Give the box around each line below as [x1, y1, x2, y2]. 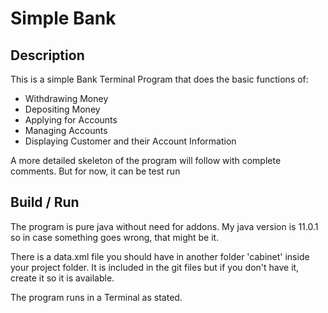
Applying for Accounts [24, 114, 118, 126]
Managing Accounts [24, 125, 108, 136]
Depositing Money [24, 103, 101, 115]
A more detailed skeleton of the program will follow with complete [10, 155, 282, 166]
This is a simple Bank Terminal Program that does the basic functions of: [10, 73, 309, 85]
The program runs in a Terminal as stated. [10, 291, 183, 303]
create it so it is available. [10, 272, 115, 284]
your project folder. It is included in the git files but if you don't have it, [10, 261, 300, 273]
